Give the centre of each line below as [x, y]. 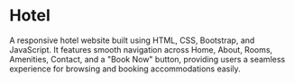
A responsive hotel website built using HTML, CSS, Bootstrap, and [132, 40]
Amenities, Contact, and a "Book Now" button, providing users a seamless [147, 59]
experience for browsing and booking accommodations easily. [125, 69]
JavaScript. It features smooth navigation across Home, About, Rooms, [141, 49]
